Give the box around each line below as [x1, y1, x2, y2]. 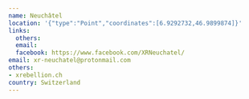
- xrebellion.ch [8, 71, 63, 79]
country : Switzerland [8, 78, 81, 86]
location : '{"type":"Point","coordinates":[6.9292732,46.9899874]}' [8, 19, 243, 27]
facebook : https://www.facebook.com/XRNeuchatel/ [15, 49, 185, 57]
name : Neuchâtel [8, 11, 63, 20]
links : [8, 26, 31, 34]
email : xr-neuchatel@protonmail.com [8, 57, 131, 65]
